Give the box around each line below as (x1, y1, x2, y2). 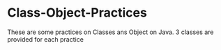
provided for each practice (7, 35, 84, 43)
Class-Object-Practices (7, 5, 148, 21)
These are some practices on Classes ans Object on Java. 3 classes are (7, 28, 214, 36)
